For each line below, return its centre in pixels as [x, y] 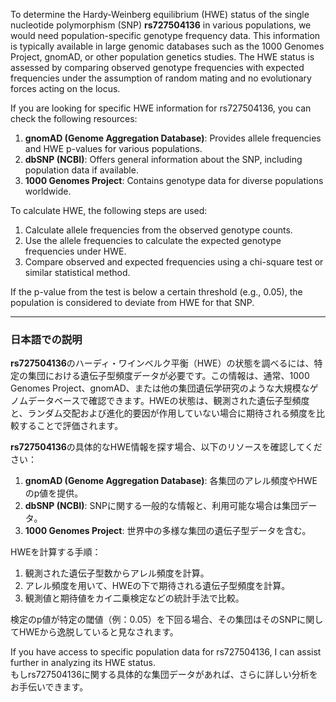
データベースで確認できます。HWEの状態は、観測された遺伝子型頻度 [168, 401]
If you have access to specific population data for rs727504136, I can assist [166, 652]
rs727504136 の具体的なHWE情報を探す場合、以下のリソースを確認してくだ [166, 447]
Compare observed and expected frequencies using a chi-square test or [174, 262]
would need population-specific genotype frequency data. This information [165, 35]
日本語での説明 [46, 339]
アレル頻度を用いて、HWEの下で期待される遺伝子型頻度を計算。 [157, 586]
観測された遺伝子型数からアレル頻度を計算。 [117, 573]
